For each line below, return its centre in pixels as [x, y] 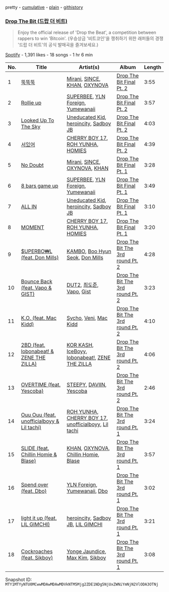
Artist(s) [89, 67]
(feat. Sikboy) [37, 558]
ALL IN [29, 207]
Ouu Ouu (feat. [38, 415]
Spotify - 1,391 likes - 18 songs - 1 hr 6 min [49, 55]
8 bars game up [40, 186]
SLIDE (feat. [35, 449]
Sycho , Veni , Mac [87, 318]
